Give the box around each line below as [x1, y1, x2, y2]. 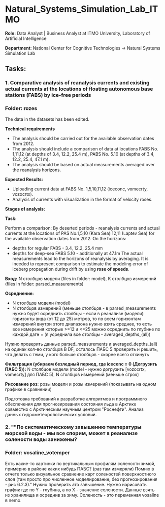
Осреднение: [5, 290, 34, 296]
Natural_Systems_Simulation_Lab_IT [5, 3, 159, 15]
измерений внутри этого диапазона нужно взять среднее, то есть [12, 321, 152, 326]
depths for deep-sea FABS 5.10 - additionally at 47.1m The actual [12, 250, 143, 256]
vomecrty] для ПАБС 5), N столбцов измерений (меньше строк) [5, 371, 139, 377]
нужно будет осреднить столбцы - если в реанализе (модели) [12, 310, 144, 316]
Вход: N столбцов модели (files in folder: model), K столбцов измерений [5, 275, 157, 282]
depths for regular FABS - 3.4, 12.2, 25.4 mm [12, 245, 103, 251]
